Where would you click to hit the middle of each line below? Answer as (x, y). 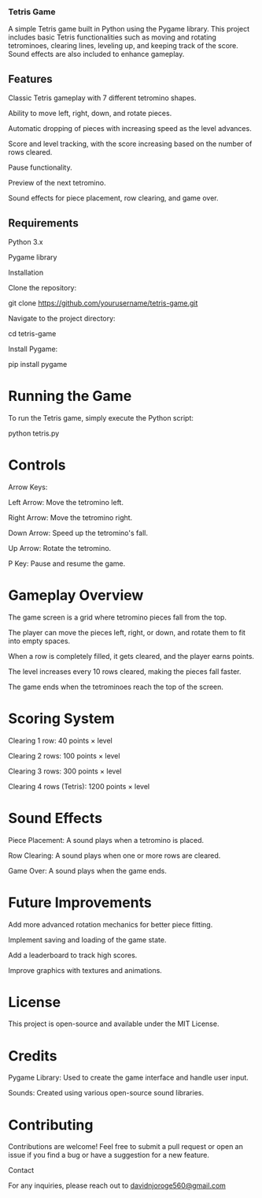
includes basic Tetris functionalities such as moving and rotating (112, 37)
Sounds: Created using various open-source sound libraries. (106, 1093)
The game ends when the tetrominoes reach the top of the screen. (116, 687)
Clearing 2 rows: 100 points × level (64, 755)
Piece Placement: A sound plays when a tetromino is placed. (106, 840)
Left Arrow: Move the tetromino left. (66, 502)
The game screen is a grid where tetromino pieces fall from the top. (117, 617)
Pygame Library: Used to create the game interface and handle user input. (129, 1078)
